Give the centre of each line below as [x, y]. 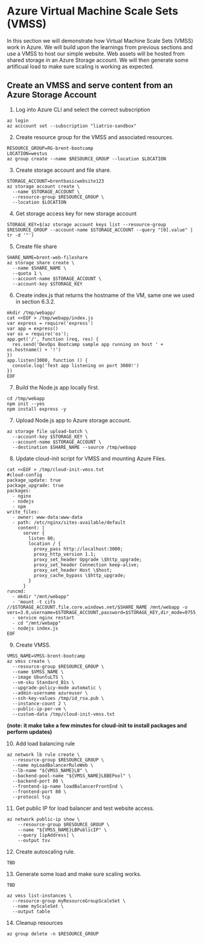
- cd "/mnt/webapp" [37, 623]
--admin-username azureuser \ [50, 693]
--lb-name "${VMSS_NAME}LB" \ [50, 770]
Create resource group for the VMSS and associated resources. [95, 137]
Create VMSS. [33, 645]
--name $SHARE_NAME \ [39, 268]
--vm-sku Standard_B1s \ [43, 682]
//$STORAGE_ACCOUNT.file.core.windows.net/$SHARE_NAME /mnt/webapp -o [97, 607]
